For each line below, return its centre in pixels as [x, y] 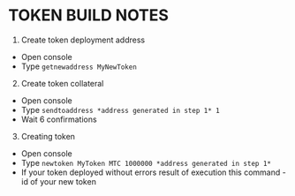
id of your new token [58, 181]
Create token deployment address [83, 40]
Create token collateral [62, 83]
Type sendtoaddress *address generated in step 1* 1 [120, 109]
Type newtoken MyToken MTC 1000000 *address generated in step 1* [146, 162]
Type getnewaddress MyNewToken [79, 66]
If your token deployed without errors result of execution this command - [153, 172]
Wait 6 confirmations [59, 119]
